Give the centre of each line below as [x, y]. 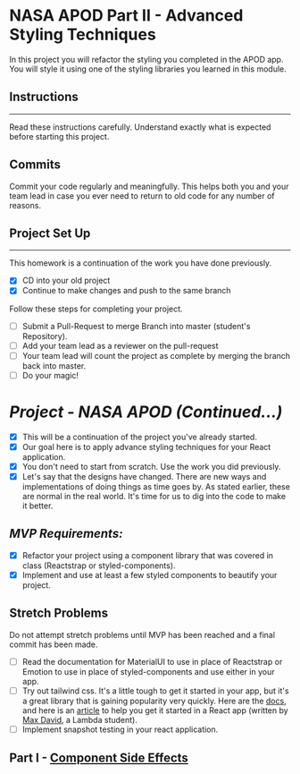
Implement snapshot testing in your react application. [120, 729]
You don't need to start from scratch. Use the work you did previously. [151, 466]
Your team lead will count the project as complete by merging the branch [156, 355]
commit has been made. [54, 644]
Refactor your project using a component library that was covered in [148, 555]
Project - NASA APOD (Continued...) [146, 412]
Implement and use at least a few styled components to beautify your [150, 574]
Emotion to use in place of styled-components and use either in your [148, 671]
